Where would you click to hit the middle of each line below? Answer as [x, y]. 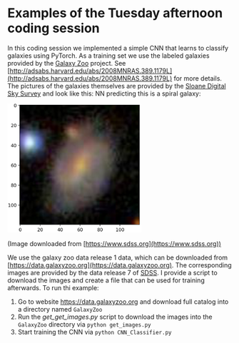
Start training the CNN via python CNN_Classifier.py [95, 332]
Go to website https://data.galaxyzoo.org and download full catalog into [123, 302]
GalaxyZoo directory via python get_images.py [84, 324]
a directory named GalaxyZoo [60, 309]
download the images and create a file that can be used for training [106, 280]
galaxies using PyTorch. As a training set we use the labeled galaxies [108, 56]
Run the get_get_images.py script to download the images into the [115, 317]
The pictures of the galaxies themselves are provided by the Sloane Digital [117, 86]
